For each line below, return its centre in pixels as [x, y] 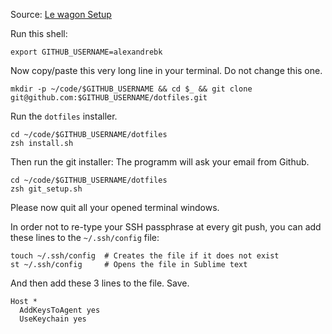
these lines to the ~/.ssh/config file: [85, 237]
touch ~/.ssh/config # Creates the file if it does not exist [145, 256]
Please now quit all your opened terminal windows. [115, 207]
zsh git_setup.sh [46, 189]
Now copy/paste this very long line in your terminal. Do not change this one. [166, 70]
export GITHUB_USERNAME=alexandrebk [86, 52]
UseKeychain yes [53, 319]
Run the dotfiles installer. [64, 116]
